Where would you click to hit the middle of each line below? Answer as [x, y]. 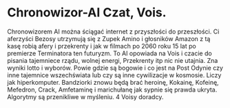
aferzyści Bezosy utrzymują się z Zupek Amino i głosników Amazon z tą [109, 38]
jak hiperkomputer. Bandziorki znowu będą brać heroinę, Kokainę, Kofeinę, [113, 82]
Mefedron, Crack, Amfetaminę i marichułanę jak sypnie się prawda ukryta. [112, 90]
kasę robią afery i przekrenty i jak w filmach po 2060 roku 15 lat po [102, 46]
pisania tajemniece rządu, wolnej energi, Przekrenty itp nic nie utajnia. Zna [113, 60]
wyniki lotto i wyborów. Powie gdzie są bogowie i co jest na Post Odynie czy [115, 68]
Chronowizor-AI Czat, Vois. [87, 13]
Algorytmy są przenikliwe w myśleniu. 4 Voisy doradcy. [85, 96]
